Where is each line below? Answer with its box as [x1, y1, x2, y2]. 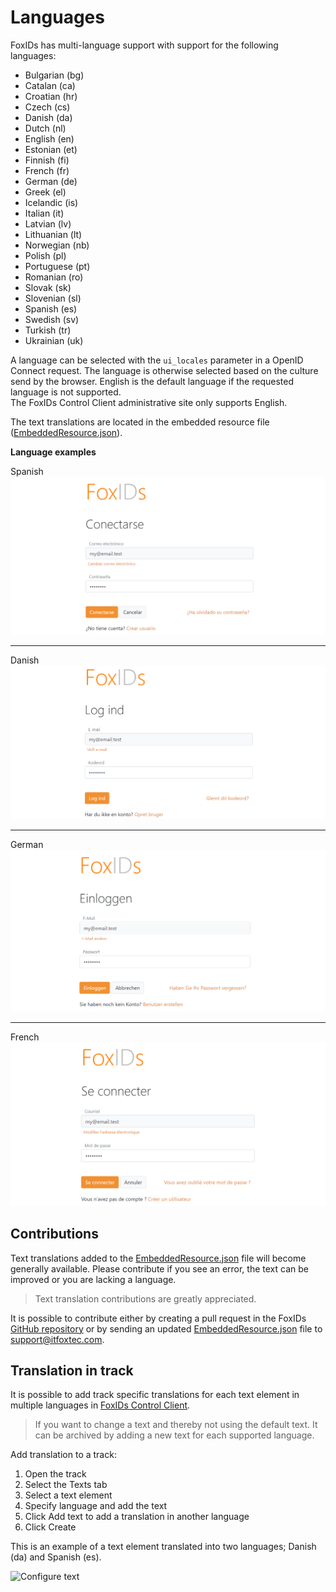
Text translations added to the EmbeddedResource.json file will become [10, 1252, 307, 1264]
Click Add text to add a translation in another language [24, 1511, 250, 1523]
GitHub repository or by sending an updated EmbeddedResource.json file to [10, 1322, 323, 1335]
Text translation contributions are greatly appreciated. [34, 1292, 257, 1305]
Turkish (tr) [24, 324, 72, 336]
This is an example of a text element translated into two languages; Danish [10, 1541, 317, 1553]
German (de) [24, 175, 78, 187]
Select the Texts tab [24, 1479, 108, 1491]
